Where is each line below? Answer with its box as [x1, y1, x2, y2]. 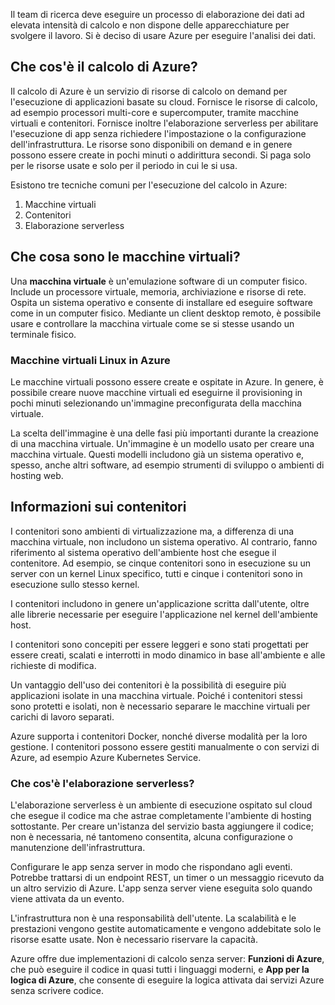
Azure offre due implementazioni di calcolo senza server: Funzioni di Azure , [10, 953, 325, 965]
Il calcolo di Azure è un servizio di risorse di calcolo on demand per [10, 85, 288, 97]
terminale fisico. [10, 328, 77, 340]
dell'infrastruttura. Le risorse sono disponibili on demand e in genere [10, 138, 293, 150]
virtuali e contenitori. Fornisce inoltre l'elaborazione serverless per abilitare [10, 117, 319, 129]
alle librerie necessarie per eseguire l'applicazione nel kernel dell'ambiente [10, 608, 319, 620]
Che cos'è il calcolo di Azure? [10, 59, 198, 76]
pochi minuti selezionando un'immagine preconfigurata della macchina [10, 397, 302, 409]
